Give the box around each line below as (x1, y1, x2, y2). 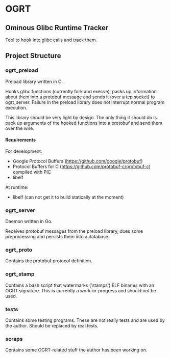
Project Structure (5, 51, 61, 60)
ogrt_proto (5, 246, 33, 254)
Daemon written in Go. (5, 218, 53, 225)
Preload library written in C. (5, 78, 63, 85)
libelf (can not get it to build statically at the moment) (12, 194, 124, 200)
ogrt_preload (5, 67, 38, 74)
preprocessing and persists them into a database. (5, 234, 110, 240)
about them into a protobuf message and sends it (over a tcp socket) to (5, 94, 155, 100)
